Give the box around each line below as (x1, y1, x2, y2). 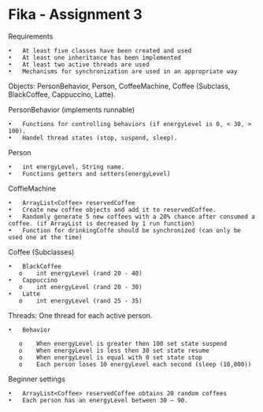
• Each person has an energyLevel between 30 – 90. (8, 396, 189, 404)
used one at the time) (8, 233, 83, 241)
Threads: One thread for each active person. (8, 310, 153, 320)
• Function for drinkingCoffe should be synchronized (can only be (8, 226, 242, 234)
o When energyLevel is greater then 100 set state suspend (18, 340, 227, 347)
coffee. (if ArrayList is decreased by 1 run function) (8, 219, 195, 228)
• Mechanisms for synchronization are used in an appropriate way (8, 67, 238, 76)
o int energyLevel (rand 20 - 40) (18, 269, 143, 277)
